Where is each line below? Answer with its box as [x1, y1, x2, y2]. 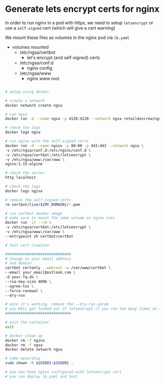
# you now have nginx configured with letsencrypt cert [5, 370, 122, 375]
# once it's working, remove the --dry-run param [5, 302, 109, 307]
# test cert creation [5, 243, 50, 247]
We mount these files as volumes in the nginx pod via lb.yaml [5, 35, 130, 40]
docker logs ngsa [5, 130, 41, 135]
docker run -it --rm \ [5, 220, 52, 225]
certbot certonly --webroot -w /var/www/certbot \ [5, 265, 111, 271]
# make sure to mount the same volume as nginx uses [5, 215, 115, 220]
